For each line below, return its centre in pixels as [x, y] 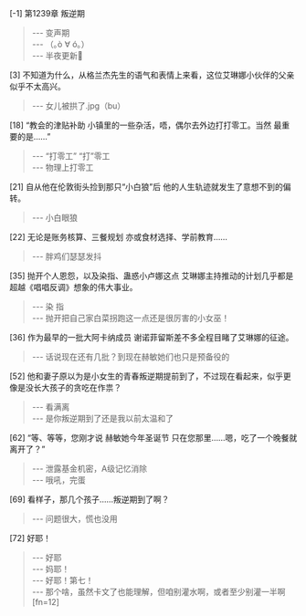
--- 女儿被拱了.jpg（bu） [79, 106]
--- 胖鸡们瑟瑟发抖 [67, 256]
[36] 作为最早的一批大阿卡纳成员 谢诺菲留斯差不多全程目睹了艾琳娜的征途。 [152, 337]
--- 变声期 [51, 33]
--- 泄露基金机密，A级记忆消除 [90, 469]
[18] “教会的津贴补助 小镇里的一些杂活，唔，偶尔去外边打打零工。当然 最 [146, 125]
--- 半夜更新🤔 [58, 56]
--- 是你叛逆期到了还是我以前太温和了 [103, 418]
